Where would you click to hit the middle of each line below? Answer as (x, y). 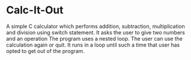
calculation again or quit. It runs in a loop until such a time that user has (93, 45)
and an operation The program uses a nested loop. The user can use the (94, 38)
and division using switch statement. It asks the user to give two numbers (96, 32)
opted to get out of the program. (45, 51)
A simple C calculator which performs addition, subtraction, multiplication (96, 26)
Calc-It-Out (35, 10)
